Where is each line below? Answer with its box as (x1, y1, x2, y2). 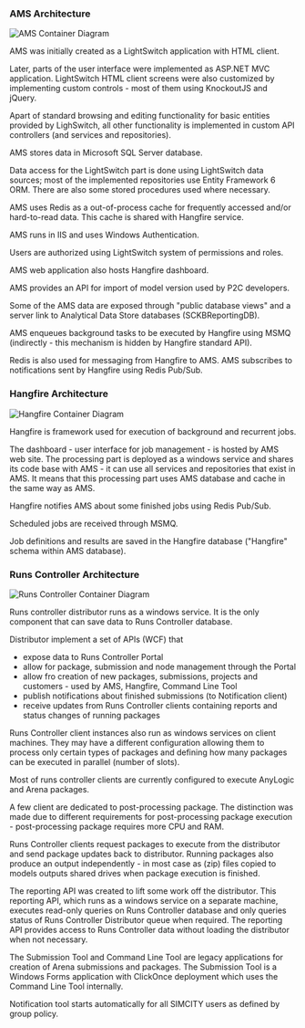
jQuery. (9, 92, 37, 103)
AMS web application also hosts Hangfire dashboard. (9, 265, 209, 276)
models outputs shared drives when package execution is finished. (9, 867, 261, 878)
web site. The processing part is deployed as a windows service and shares (9, 453, 294, 464)
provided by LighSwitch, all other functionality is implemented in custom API (9, 120, 295, 131)
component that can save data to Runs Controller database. (9, 615, 233, 627)
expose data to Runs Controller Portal (22, 651, 164, 662)
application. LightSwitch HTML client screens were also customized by (9, 73, 275, 84)
